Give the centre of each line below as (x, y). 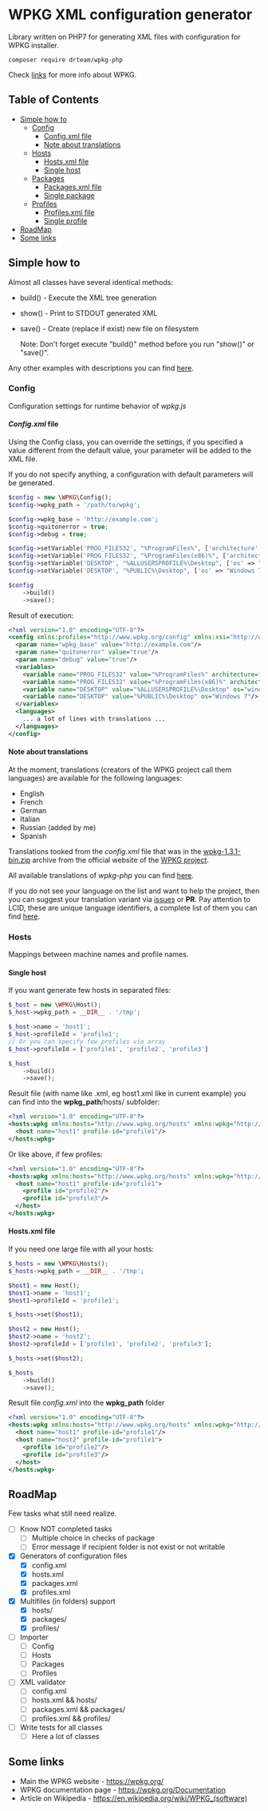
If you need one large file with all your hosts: (81, 1249)
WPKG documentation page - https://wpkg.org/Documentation (122, 1789)
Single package (69, 195)
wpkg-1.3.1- (222, 851)
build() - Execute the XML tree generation (88, 298)
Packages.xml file (73, 187)
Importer (34, 1637)
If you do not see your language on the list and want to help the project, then (134, 891)
